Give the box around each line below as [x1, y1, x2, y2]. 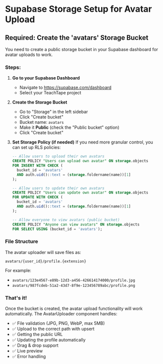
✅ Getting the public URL [12, 332, 63, 337]
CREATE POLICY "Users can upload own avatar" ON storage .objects [12, 159, 148, 164]
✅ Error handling [12, 354, 46, 360]
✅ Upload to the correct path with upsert [12, 326, 94, 332]
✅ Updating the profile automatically [12, 337, 86, 343]
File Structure [5, 238, 38, 245]
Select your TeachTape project [19, 90, 82, 96]
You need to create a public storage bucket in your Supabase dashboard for [5, 47, 158, 52]
